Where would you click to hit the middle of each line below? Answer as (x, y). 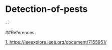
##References (20, 32)
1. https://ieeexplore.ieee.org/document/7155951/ (56, 42)
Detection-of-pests (46, 9)
